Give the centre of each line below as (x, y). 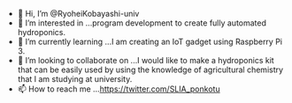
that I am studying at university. (75, 79)
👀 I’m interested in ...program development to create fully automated (142, 23)
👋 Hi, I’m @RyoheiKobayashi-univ (78, 14)
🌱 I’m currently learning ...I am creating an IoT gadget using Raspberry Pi (150, 41)
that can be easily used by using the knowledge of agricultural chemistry (150, 70)
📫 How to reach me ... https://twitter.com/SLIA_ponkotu (119, 89)
